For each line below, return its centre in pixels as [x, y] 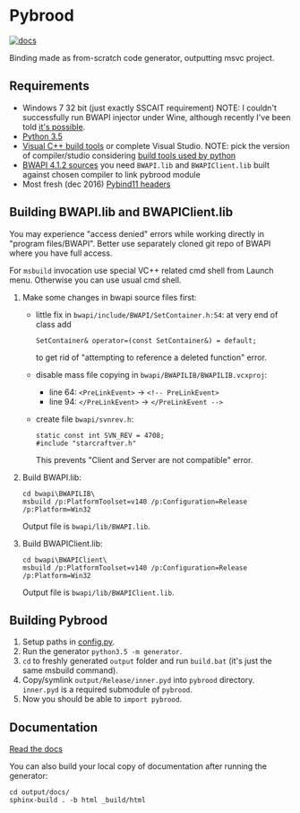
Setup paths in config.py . [69, 642]
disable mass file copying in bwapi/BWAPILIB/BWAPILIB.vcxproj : [151, 374]
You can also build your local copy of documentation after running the [138, 766]
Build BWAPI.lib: [52, 477]
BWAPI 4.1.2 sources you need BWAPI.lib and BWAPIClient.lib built [146, 165]
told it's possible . [54, 127]
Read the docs [36, 749]
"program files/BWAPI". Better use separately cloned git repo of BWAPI [140, 243]
